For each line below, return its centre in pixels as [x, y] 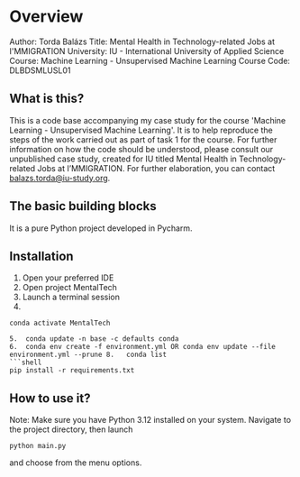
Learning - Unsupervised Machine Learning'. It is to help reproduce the [141, 130]
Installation [41, 256]
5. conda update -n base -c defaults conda [94, 339]
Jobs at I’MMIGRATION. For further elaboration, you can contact [156, 168]
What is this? [47, 99]
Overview [46, 17]
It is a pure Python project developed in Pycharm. [101, 228]
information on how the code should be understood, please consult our [141, 149]
